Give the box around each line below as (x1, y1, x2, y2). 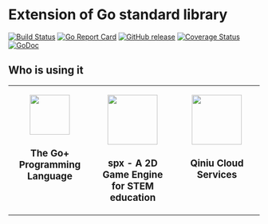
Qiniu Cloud (190, 157, 244, 169)
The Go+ (30, 147, 70, 159)
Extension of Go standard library (8, 6, 228, 24)
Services (196, 168, 238, 181)
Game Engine (102, 168, 164, 181)
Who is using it (8, 64, 84, 77)
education (109, 191, 156, 204)
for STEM (111, 179, 154, 192)
